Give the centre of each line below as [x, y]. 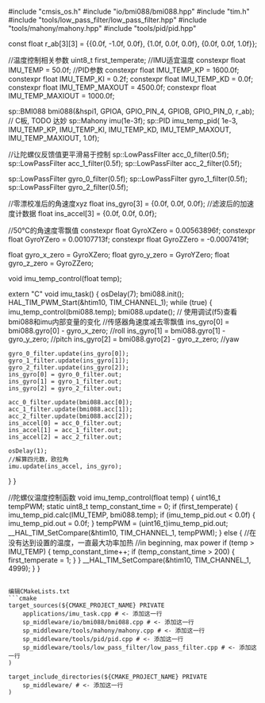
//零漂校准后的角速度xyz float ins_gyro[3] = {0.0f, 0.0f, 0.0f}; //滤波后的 [124, 203]
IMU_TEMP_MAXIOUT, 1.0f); [54, 138]
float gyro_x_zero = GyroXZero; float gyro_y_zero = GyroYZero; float [119, 255]
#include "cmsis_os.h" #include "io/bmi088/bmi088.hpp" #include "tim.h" [129, 12]
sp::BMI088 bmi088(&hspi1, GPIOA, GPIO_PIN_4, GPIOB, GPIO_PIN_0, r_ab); [131, 111]
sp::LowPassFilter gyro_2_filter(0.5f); [68, 187]
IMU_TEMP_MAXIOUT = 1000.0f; [61, 96]
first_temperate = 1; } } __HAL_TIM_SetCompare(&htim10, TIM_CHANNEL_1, [130, 560]
